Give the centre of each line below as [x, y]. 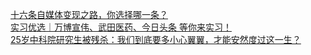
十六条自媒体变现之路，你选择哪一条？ [89, 14]
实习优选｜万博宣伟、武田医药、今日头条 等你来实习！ [121, 27]
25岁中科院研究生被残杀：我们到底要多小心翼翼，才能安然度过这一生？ [156, 39]
